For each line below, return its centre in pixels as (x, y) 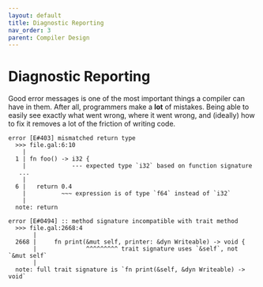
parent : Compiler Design (49, 38)
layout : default (35, 15)
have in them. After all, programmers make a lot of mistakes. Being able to (129, 107)
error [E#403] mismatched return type (72, 138)
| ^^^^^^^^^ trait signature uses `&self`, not (135, 249)
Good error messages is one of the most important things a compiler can (126, 99)
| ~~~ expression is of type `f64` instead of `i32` (127, 194)
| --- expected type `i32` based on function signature (137, 166)
